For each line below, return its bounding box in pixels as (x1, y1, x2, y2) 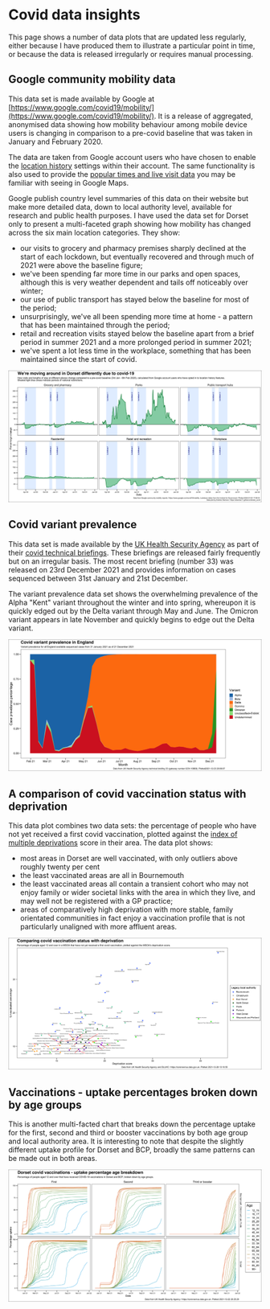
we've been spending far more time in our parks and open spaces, (19, 269, 241, 278)
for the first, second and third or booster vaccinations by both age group (8, 1128, 248, 1138)
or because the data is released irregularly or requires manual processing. (8, 49, 254, 59)
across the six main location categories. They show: (8, 228, 181, 237)
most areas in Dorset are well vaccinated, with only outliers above (19, 854, 239, 864)
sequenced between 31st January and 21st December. (8, 573, 189, 583)
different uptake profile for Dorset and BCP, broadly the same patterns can (8, 1145, 256, 1155)
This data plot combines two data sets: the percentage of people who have (8, 821, 257, 831)
